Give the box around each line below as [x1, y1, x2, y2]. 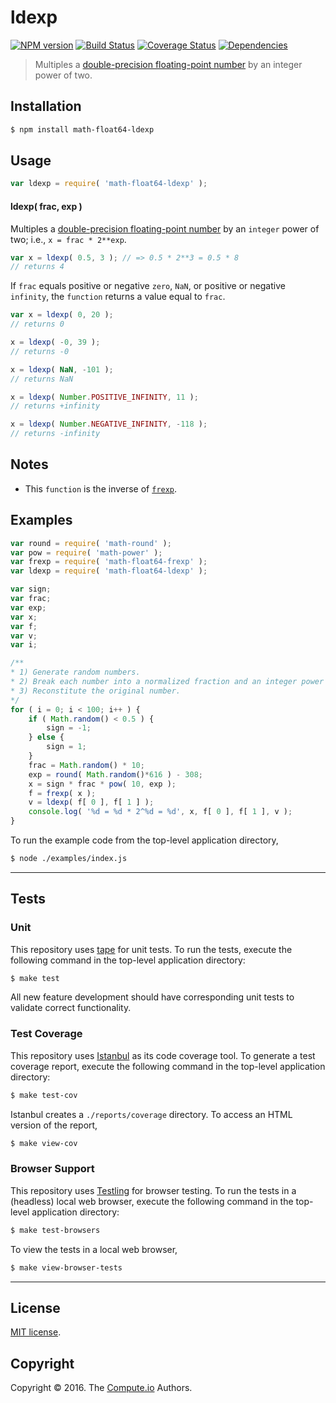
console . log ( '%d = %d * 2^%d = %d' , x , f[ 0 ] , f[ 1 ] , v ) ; [28, 807, 293, 817]
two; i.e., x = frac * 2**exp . [10, 233, 127, 245]
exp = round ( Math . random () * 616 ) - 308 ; [28, 769, 203, 780]
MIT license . [10, 1326, 62, 1338]
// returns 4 [10, 262, 65, 272]
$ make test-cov [10, 1090, 78, 1100]
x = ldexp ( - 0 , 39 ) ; [10, 337, 101, 348]
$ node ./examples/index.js [10, 854, 128, 864]
